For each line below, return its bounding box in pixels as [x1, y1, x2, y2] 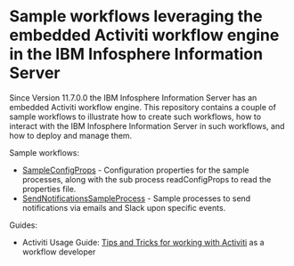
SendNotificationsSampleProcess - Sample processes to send [21, 193, 251, 204]
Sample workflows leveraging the [9, 6, 263, 27]
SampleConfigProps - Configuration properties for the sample [21, 165, 249, 175]
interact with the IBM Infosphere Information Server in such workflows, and [9, 120, 285, 131]
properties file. [21, 183, 77, 194]
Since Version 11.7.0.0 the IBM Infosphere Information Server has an [9, 92, 257, 103]
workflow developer [21, 246, 96, 257]
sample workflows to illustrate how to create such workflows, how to [9, 111, 261, 122]
